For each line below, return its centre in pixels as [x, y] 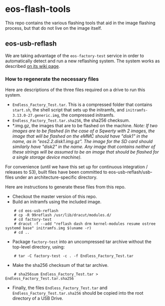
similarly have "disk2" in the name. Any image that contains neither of [84, 147]
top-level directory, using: [39, 247]
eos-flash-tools [38, 9]
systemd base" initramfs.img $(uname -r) [48, 228]
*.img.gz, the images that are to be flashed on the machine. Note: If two [85, 126]
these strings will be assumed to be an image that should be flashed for [85, 152]
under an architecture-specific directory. [56, 177]
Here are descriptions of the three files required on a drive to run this [75, 90]
